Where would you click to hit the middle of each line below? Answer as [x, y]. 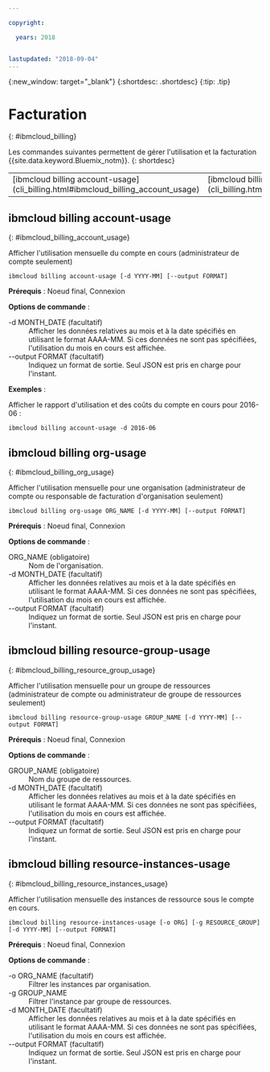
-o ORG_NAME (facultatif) [51, 975]
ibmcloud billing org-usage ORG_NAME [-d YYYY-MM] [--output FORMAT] [127, 511]
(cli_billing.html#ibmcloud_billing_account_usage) [106, 190]
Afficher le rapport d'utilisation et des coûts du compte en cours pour [123, 405]
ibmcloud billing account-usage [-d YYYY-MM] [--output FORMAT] [118, 277]
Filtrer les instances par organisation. [90, 984]
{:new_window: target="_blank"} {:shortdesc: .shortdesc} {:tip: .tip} [119, 82]
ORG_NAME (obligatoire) [49, 557]
